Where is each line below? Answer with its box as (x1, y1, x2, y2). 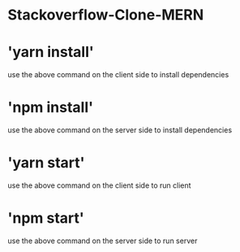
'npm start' (7, 209, 84, 228)
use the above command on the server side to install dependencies (7, 125, 233, 135)
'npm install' (7, 98, 94, 117)
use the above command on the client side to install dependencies (7, 70, 229, 80)
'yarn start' (7, 154, 86, 172)
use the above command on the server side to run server (7, 236, 198, 245)
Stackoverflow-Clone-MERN (7, 6, 204, 24)
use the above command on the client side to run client (7, 180, 191, 190)
